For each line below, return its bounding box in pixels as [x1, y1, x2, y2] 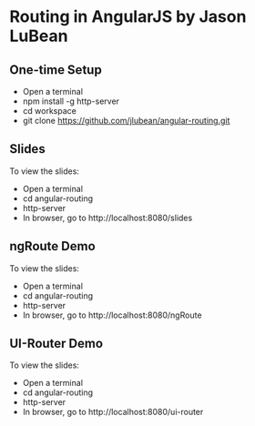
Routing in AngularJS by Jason [9, 6, 247, 27]
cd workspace [22, 106, 77, 116]
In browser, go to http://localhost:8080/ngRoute [22, 309, 202, 320]
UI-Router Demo [9, 336, 103, 351]
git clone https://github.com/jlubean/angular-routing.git [22, 116, 230, 126]
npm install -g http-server [22, 96, 120, 106]
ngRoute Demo [9, 238, 96, 254]
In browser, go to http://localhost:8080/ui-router [22, 407, 204, 418]
